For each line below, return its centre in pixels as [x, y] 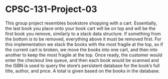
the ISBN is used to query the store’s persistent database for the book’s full [82, 65]
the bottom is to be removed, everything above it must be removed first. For [83, 39]
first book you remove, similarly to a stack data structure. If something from [83, 33]
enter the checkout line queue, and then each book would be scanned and [82, 60]
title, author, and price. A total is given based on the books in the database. [83, 70]
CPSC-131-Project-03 [51, 9]
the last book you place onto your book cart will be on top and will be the [80, 28]
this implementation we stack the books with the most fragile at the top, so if [84, 44]
